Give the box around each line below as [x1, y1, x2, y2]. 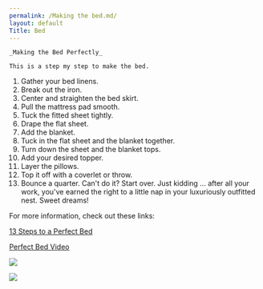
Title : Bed [9, 26, 46, 34]
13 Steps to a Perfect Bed [9, 227, 93, 236]
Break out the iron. [20, 85, 83, 94]
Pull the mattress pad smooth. [20, 102, 120, 112]
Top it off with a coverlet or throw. [20, 170, 133, 180]
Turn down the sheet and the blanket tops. [20, 145, 161, 155]
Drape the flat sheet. [20, 119, 89, 129]
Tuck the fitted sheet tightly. [20, 110, 114, 120]
